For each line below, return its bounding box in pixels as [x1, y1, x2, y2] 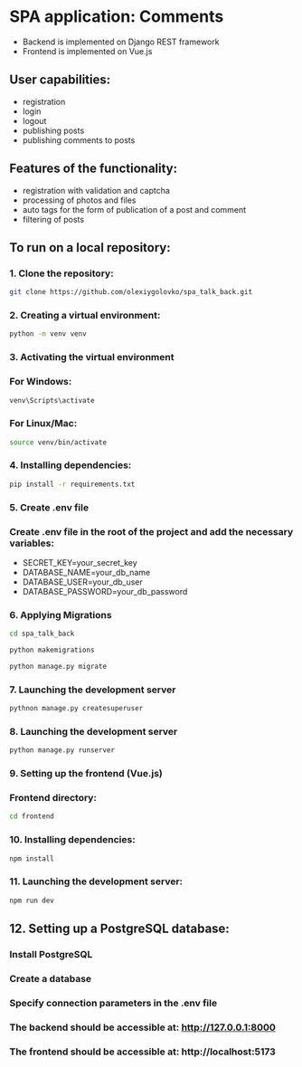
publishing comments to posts [22, 134, 136, 146]
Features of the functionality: [9, 161, 178, 176]
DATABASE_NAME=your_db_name [22, 567, 151, 577]
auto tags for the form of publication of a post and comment [22, 204, 247, 214]
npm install [9, 853, 54, 863]
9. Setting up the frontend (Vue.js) [9, 767, 163, 780]
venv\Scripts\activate [9, 395, 95, 405]
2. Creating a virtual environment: [9, 310, 161, 322]
